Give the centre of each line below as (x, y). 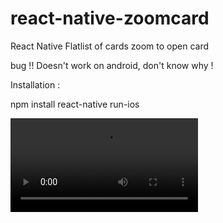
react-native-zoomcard (110, 18)
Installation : (35, 84)
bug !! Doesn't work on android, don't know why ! (112, 65)
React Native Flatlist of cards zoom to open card (110, 46)
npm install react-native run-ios (75, 104)
